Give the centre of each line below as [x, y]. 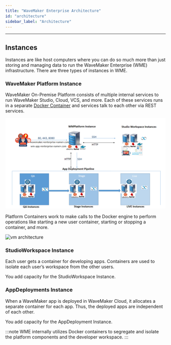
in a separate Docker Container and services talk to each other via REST [81, 106]
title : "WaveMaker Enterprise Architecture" [53, 11]
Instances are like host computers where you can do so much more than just [85, 60]
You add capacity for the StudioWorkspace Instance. [61, 277]
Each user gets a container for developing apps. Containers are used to [80, 262]
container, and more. [27, 227]
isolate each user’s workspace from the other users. [60, 267]
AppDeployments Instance [39, 290]
